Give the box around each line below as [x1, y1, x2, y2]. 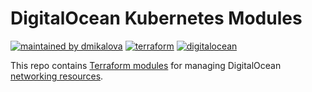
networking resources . [10, 70, 104, 82]
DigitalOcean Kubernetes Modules [10, 7, 303, 30]
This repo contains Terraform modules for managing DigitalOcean [10, 59, 282, 71]
